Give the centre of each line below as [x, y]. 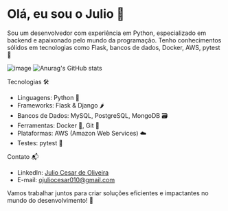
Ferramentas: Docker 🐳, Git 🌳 [58, 125]
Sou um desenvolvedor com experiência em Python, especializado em [107, 33]
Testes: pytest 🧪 [40, 142]
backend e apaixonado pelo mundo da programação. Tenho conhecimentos [114, 40]
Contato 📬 [23, 156]
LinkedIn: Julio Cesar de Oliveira [63, 172]
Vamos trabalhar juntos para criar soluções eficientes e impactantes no [108, 193]
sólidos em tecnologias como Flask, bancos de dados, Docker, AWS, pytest [114, 47]
